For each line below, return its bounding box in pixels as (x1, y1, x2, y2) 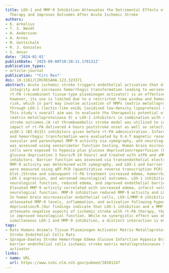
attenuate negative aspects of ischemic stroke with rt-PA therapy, (10, 209, 156, 214)
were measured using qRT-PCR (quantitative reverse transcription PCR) (10, 167, 163, 172)
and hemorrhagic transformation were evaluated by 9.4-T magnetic (10, 134, 152, 139)
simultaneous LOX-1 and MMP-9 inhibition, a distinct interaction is (10, 218, 158, 223)
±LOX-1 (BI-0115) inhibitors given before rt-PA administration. (10, 129, 150, 134)
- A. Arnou (5, 36, 28, 41)
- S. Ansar (5, 49, 28, 54)
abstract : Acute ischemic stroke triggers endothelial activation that (5, 82, 158, 87)
